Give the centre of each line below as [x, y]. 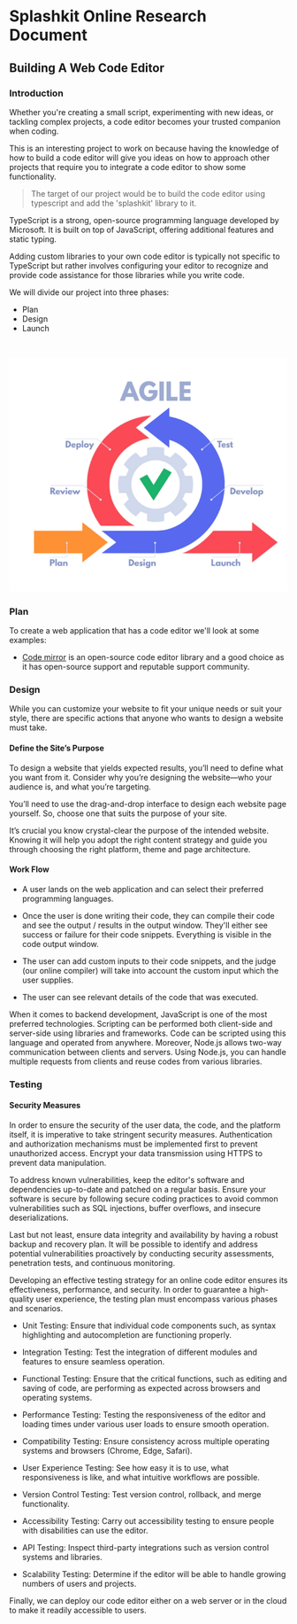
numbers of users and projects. [79, 1583]
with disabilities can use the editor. [85, 1530]
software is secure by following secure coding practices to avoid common [144, 1199]
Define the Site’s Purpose [57, 748]
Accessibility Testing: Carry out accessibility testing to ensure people [148, 1520]
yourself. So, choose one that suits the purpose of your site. [118, 813]
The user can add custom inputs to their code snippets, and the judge [149, 961]
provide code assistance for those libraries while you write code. [127, 275]
